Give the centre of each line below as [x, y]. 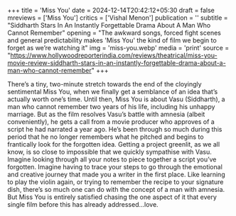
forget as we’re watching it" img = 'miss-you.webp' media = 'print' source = [118, 48]
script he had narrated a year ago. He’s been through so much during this [115, 129]
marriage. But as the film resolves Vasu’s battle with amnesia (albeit [106, 114]
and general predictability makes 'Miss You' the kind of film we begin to [112, 40]
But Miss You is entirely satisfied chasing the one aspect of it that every [112, 197]
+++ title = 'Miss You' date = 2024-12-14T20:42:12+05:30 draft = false [111, 10]
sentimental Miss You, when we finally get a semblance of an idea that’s [113, 92]
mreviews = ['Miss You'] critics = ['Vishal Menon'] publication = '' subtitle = [118, 18]
